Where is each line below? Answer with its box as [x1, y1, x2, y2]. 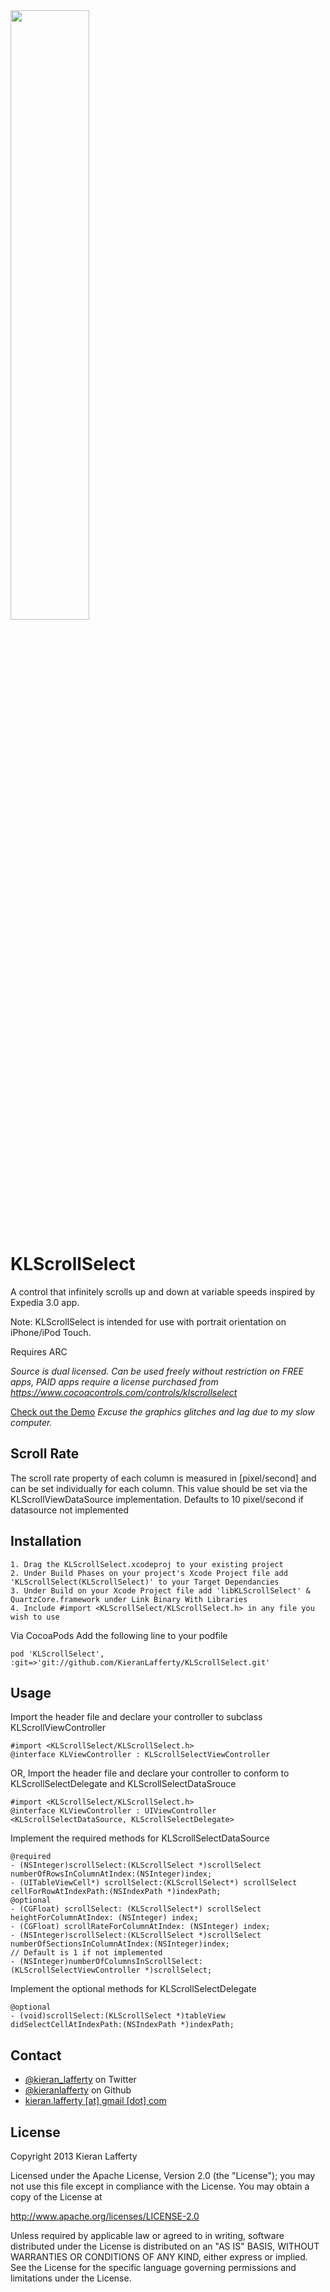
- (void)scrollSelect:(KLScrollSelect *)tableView [10, 2011, 226, 2021]
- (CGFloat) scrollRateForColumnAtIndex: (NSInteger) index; [10, 1922, 271, 1932]
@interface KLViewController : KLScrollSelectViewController [10, 1750, 271, 1760]
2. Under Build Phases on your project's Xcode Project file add [10, 1568, 288, 1578]
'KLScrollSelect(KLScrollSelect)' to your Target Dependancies [10, 1577, 280, 1587]
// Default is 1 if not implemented [10, 1948, 163, 1958]
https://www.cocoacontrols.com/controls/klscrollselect [10, 1386, 238, 1398]
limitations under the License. [10, 2272, 132, 2284]
